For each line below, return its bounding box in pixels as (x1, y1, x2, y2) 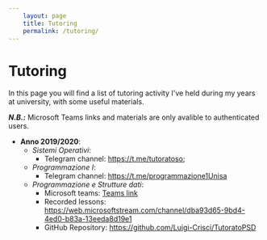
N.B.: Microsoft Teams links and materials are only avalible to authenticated (8, 112, 260, 122)
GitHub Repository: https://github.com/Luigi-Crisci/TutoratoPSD (44, 223, 257, 233)
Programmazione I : (31, 162, 96, 172)
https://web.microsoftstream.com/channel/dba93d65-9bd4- (44, 205, 246, 215)
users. (8, 121, 30, 131)
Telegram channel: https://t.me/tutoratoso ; (44, 154, 186, 164)
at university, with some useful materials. (8, 97, 144, 107)
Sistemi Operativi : (31, 145, 91, 155)
